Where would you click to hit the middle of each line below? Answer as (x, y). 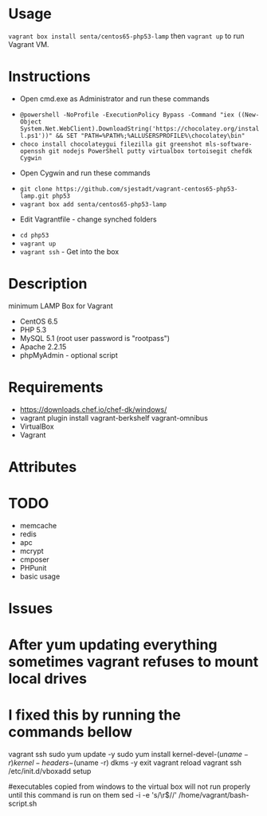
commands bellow (71, 732)
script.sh (23, 804)
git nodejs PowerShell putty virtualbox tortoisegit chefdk (151, 151)
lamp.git (34, 196)
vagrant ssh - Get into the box (69, 251)
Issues (31, 608)
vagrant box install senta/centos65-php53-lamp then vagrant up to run (126, 36)
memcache (38, 525)
